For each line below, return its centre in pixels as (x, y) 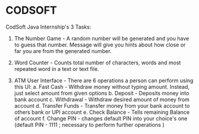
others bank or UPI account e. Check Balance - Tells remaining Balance (102, 112)
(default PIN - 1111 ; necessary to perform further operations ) (89, 124)
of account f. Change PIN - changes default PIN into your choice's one (101, 118)
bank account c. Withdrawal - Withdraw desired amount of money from (102, 99)
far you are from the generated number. (63, 51)
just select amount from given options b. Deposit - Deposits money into (102, 93)
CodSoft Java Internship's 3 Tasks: (49, 27)
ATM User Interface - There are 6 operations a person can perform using (104, 80)
